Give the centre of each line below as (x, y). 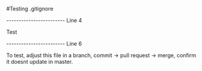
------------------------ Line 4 (44, 20)
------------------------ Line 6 (44, 44)
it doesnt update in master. (40, 62)
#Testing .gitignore (30, 9)
